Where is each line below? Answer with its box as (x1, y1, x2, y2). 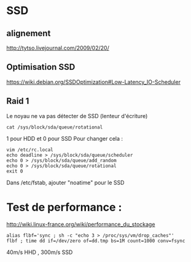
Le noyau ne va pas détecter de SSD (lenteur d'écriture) (6, 112, 148, 119)
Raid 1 (6, 96, 29, 107)
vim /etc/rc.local (6, 146, 53, 153)
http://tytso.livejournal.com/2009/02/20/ (6, 44, 109, 51)
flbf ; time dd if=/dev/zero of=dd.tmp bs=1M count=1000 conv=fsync (6, 238, 185, 244)
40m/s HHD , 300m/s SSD (6, 249, 73, 256)
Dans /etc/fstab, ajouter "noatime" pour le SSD (6, 179, 125, 186)
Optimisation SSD (6, 62, 76, 72)
